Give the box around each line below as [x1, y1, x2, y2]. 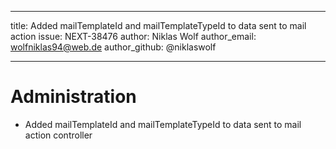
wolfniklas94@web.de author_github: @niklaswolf [10, 41, 217, 53]
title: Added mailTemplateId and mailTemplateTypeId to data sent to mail [10, 20, 307, 31]
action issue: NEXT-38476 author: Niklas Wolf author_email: [10, 31, 257, 42]
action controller [24, 129, 93, 141]
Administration [10, 86, 137, 108]
